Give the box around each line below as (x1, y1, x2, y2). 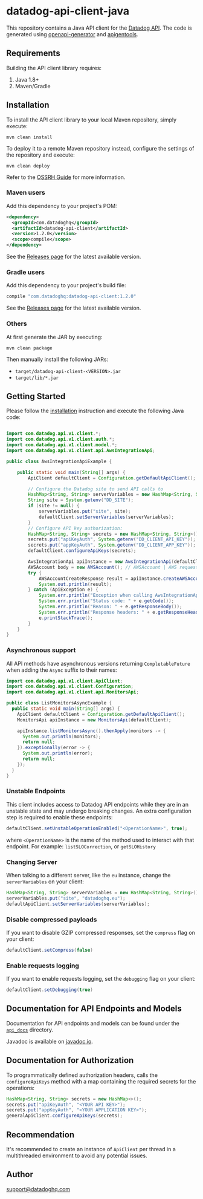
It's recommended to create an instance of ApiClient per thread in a (6, 1145, 176, 1152)
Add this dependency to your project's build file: (6, 282, 126, 289)
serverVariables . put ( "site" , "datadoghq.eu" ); (6, 895, 126, 902)
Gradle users (6, 268, 45, 276)
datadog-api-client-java (6, 4, 130, 18)
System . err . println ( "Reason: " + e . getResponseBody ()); (38, 603, 182, 610)
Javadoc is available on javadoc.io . (6, 1038, 94, 1045)
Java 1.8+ (14, 76, 39, 83)
